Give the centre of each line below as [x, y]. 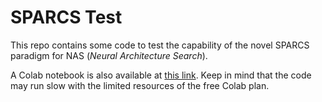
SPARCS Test [66, 17]
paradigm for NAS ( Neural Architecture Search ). [109, 55]
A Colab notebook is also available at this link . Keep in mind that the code [161, 75]
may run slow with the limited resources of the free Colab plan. [140, 85]
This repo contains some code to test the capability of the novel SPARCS [160, 45]
